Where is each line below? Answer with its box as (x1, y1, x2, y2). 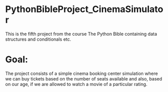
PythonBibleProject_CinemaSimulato (5, 4, 163, 15)
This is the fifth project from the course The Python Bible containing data (5, 31, 157, 37)
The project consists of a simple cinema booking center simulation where (5, 70, 158, 76)
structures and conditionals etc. (5, 36, 72, 42)
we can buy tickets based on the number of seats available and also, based (5, 75, 162, 81)
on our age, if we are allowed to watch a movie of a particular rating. (5, 81, 148, 87)
